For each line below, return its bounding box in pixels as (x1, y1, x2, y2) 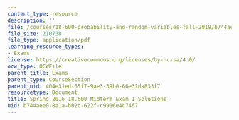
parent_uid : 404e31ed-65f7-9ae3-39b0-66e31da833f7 (7, 83, 161, 90)
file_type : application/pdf (7, 37, 91, 44)
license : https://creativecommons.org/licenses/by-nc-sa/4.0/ (7, 56, 196, 64)
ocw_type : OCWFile (7, 63, 62, 70)
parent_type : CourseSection (7, 76, 91, 83)
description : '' (7, 17, 55, 24)
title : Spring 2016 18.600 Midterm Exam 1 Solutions (7, 96, 167, 103)
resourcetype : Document (7, 89, 78, 96)
